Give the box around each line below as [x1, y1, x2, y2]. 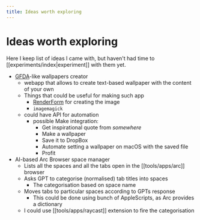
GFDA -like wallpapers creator [14, 73, 88, 80]
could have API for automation [23, 111, 99, 118]
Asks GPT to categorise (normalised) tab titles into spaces [23, 175, 168, 182]
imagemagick [32, 106, 63, 112]
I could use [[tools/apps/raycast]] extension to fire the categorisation [23, 207, 195, 214]
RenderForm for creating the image [32, 98, 120, 105]
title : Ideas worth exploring [6, 8, 82, 15]
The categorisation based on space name [32, 181, 136, 188]
